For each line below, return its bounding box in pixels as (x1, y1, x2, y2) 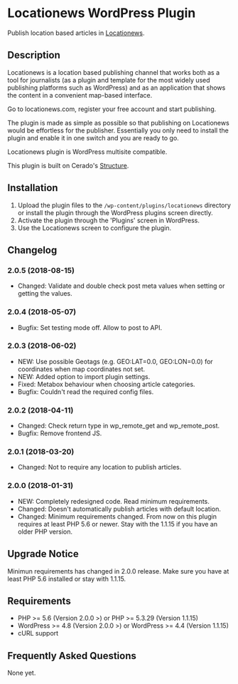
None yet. (7, 668, 36, 678)
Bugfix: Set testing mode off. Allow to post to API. (17, 323, 162, 332)
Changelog (7, 244, 58, 256)
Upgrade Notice (7, 548, 80, 560)
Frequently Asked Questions (7, 650, 137, 662)
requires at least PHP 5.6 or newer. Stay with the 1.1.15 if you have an (17, 519, 218, 528)
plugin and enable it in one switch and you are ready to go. (7, 133, 179, 142)
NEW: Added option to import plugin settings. (17, 372, 151, 380)
